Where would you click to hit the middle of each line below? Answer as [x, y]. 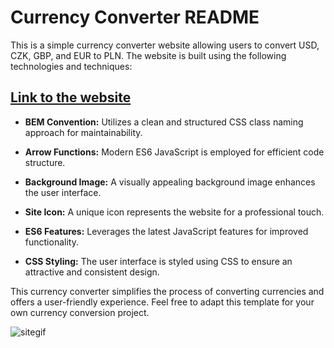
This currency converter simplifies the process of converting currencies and [167, 291]
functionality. [51, 242]
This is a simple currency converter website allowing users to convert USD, [165, 45]
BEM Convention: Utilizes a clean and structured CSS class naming [164, 122]
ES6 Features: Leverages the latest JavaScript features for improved [166, 231]
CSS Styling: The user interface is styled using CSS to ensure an [158, 261]
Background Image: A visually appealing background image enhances [170, 182]
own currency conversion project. [80, 312]
